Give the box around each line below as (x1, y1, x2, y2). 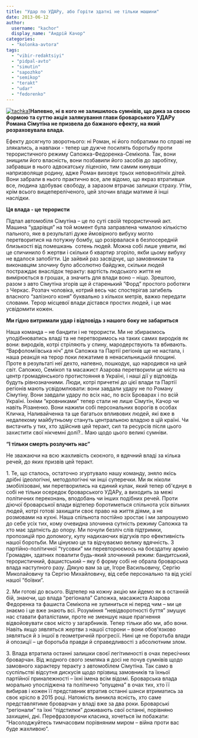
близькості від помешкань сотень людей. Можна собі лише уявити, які (6, 242, 187, 249)
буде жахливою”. (6, 725, 49, 732)
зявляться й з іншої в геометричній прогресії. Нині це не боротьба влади (6, 631, 190, 639)
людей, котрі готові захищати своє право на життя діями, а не (6, 507, 163, 514)
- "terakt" (11, 80, 38, 86)
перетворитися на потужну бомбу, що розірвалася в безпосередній (6, 236, 178, 243)
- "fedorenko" (11, 91, 46, 97)
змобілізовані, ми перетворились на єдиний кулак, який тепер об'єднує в (6, 482, 192, 489)
